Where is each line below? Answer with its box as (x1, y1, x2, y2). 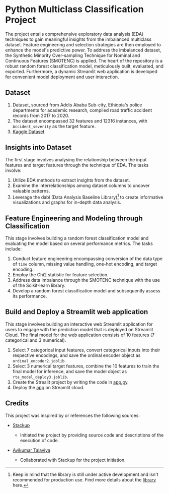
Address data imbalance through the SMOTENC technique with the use (12, 277, 160, 283)
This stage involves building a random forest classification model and (5, 235, 149, 241)
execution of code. (20, 437, 59, 443)
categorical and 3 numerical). (5, 337, 66, 343)
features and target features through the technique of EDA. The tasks (5, 162, 149, 168)
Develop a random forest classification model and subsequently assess (12, 288, 160, 294)
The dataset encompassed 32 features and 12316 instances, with (12, 117, 147, 124)
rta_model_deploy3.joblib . (12, 374, 68, 380)
